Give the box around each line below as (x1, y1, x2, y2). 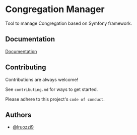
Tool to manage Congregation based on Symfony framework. (5, 20, 132, 26)
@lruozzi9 (12, 124, 34, 130)
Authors (5, 110, 32, 119)
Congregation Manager (5, 4, 105, 15)
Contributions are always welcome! (5, 76, 79, 82)
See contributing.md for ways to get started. (5, 86, 98, 92)
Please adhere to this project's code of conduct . (5, 96, 105, 102)
